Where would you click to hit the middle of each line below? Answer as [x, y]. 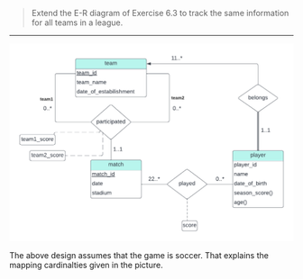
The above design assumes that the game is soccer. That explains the [139, 255]
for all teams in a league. [77, 22]
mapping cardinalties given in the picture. [87, 265]
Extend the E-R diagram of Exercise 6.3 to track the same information [160, 13]
